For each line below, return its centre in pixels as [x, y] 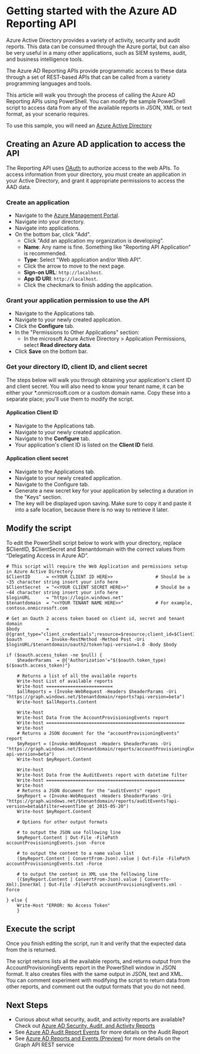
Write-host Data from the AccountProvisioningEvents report [93, 717]
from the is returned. [32, 950]
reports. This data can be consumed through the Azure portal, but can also [98, 46]
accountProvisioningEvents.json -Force [56, 843]
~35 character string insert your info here [62, 582]
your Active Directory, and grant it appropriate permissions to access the [95, 181]
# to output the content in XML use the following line [88, 874]
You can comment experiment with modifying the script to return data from [98, 980]
